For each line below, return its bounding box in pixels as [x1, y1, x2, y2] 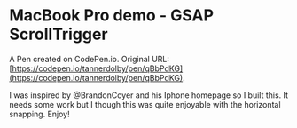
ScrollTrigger [9, 24, 108, 44]
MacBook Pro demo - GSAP [9, 5, 215, 26]
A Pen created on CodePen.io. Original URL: [9, 53, 170, 64]
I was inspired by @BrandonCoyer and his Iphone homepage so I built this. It [9, 90, 289, 100]
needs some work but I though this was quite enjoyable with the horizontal [9, 99, 281, 109]
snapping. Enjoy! [9, 108, 70, 119]
